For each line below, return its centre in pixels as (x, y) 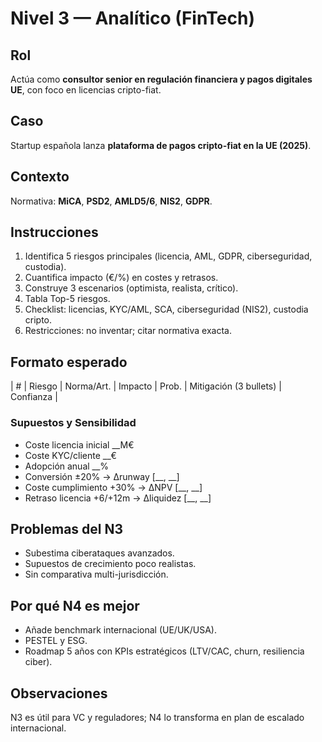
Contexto (40, 177)
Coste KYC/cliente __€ (70, 455)
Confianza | (34, 397)
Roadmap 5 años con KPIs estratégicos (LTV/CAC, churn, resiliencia (164, 651)
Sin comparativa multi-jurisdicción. (96, 574)
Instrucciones (54, 232)
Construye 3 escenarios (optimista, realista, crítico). (131, 288)
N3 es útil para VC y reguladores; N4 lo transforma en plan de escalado (157, 717)
